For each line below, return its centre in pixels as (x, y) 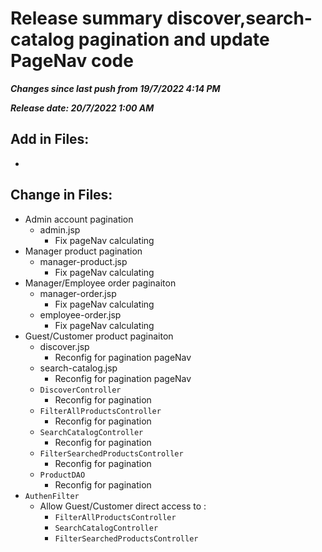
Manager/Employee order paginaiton (100, 283)
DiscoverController (80, 390)
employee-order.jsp (80, 314)
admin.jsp (60, 229)
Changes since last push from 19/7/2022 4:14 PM (115, 88)
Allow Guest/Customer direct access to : (123, 506)
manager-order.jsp (78, 293)
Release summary (86, 18)
